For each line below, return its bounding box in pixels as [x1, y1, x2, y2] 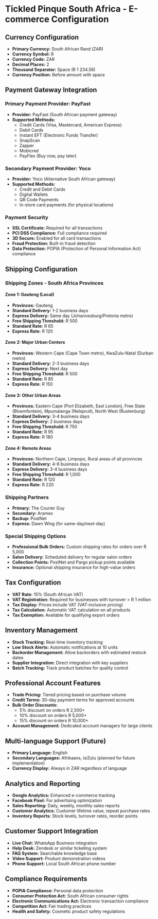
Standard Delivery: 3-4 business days [12, 413, 90, 419]
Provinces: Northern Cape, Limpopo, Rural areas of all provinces [12, 456, 142, 462]
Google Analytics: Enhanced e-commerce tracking [12, 793, 115, 798]
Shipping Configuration [5, 265, 78, 273]
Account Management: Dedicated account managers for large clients [12, 723, 153, 729]
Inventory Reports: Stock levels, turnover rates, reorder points [12, 813, 138, 819]
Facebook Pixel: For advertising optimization [12, 797, 102, 803]
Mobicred [19, 147, 39, 154]
